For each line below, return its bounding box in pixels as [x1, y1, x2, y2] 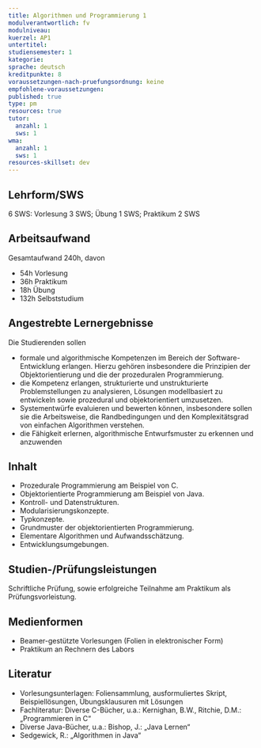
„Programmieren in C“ [19, 713, 92, 723]
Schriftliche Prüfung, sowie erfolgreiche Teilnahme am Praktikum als [8, 583, 231, 594]
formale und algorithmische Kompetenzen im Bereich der [19, 353, 206, 363]
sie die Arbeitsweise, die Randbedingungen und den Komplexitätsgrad [19, 412, 249, 421]
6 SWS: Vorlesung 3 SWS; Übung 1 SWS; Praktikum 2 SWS [8, 209, 200, 218]
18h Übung [19, 285, 55, 294]
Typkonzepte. [19, 514, 65, 524]
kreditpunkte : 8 [8, 70, 62, 78]
